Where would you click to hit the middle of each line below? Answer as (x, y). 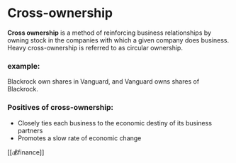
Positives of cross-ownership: (60, 108)
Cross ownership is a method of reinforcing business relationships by (109, 33)
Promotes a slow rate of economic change (79, 138)
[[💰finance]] (26, 152)
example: (24, 66)
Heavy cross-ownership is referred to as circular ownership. (95, 47)
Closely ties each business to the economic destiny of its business (115, 123)
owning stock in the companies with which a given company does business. (118, 40)
